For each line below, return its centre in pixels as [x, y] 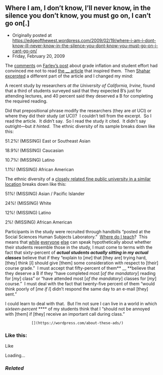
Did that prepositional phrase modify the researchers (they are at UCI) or [78, 110]
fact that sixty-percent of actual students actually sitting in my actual [77, 252]
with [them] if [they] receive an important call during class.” [65, 314]
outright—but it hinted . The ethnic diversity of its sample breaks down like [80, 126]
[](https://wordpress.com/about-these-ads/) [77, 323]
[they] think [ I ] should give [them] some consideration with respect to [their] [82, 263]
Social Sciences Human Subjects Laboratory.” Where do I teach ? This [76, 237]
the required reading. [26, 101]
